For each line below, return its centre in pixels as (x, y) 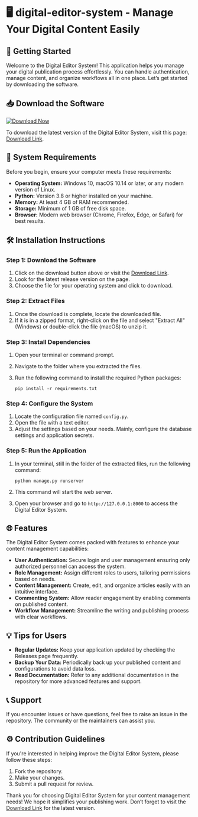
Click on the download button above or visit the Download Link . (92, 273)
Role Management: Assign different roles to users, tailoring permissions (103, 573)
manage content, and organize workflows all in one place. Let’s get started (97, 78)
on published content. (41, 604)
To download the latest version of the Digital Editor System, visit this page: (97, 132)
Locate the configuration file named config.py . (72, 416)
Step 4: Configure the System (50, 403)
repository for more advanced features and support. (78, 681)
